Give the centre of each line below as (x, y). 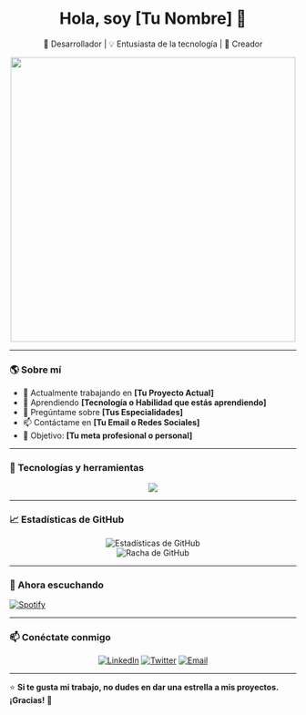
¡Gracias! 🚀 (31, 700)
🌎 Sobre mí (36, 370)
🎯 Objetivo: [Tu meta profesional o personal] (107, 435)
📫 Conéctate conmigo (60, 638)
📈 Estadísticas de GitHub (67, 520)
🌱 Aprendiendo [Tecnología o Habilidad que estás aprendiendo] (144, 403)
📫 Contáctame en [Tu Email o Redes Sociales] (111, 423)
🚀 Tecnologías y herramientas (77, 468)
